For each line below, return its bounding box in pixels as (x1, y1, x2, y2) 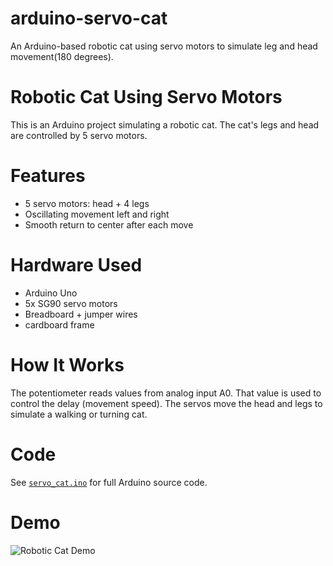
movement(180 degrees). (10, 50, 114, 62)
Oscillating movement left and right (24, 208, 170, 220)
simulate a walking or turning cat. (10, 408, 148, 420)
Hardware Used (10, 254, 143, 276)
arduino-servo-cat (10, 7, 168, 30)
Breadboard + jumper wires (24, 308, 138, 320)
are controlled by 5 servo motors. (10, 129, 148, 141)
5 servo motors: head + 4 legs (24, 197, 150, 209)
